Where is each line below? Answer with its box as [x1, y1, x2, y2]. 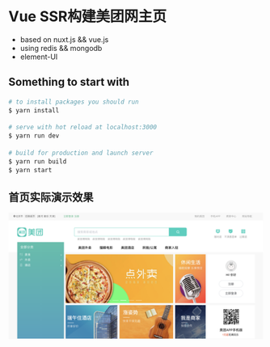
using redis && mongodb [19, 43, 103, 53]
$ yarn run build [8, 157, 67, 166]
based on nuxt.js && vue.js [19, 34, 109, 44]
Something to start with [8, 75, 130, 89]
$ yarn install [8, 106, 60, 114]
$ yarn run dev [8, 132, 60, 140]
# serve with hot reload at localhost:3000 [8, 123, 158, 132]
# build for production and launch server [8, 149, 154, 157]
